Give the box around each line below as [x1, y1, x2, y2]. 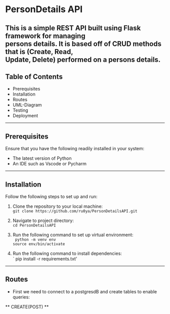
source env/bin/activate [12, 242, 65, 247]
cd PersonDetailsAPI [12, 223, 56, 228]
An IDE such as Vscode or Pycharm [12, 161, 87, 167]
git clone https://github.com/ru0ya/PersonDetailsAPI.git [12, 209, 138, 214]
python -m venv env [15, 237, 56, 242]
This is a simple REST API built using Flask [5, 24, 141, 32]
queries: [12, 294, 30, 300]
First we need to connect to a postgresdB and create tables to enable [12, 288, 157, 294]
